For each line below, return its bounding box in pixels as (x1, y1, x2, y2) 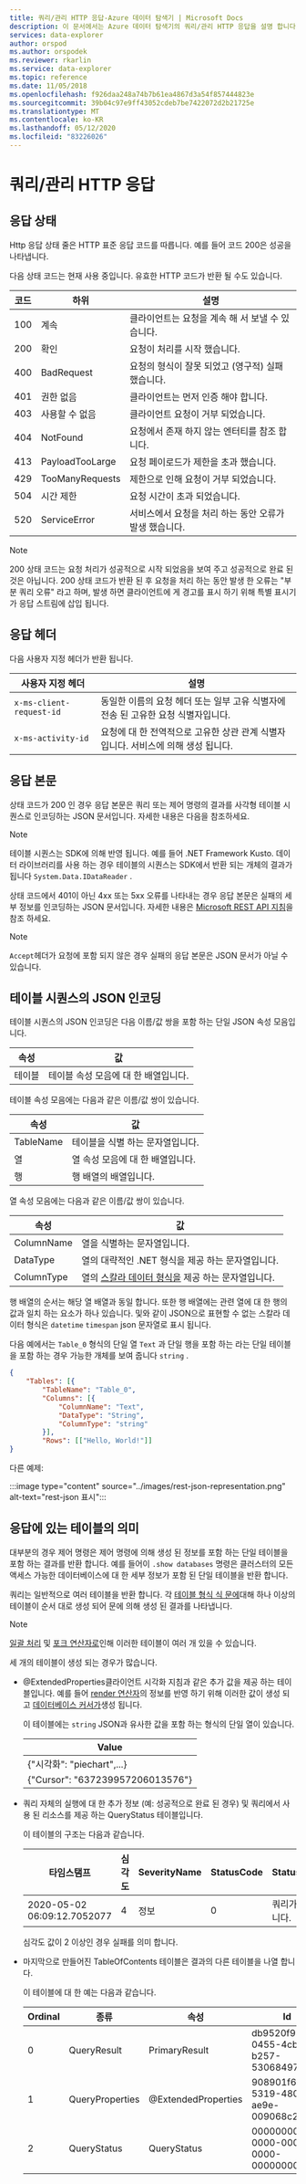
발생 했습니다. (129, 520, 185, 533)
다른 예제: (9, 1463, 44, 1474)
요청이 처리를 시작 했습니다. (129, 342, 240, 355)
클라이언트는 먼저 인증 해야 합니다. (129, 390, 269, 403)
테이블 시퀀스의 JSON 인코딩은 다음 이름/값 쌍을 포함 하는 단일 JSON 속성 (9, 1016, 271, 1027)
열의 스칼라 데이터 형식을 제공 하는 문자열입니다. (81, 1271, 275, 1284)
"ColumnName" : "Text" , (57, 1402, 145, 1412)
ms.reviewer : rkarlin (9, 56, 92, 65)
